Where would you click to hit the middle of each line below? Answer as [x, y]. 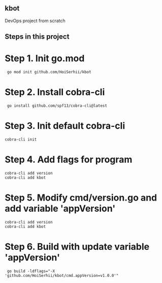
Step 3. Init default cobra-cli [65, 126]
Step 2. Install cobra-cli [55, 92]
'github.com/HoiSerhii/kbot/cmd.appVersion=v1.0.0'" [62, 275]
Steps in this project [37, 37]
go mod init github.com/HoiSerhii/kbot [49, 72]
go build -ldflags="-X [31, 271]
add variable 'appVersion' [60, 209]
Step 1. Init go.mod [45, 59]
